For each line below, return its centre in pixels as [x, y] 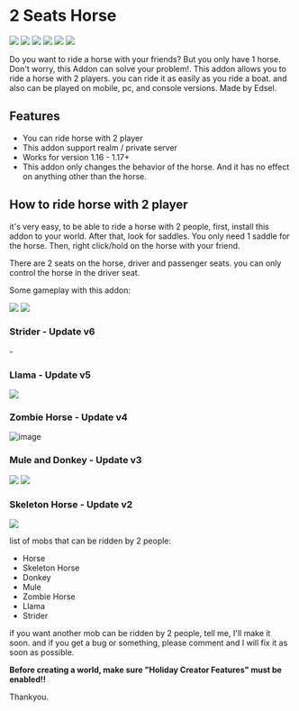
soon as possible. [42, 652]
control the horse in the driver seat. [75, 272]
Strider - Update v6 [52, 332]
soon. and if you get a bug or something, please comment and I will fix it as [149, 643]
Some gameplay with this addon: [70, 290]
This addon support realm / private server [100, 147]
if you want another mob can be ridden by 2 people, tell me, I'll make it [140, 634]
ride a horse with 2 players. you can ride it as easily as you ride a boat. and [148, 78]
